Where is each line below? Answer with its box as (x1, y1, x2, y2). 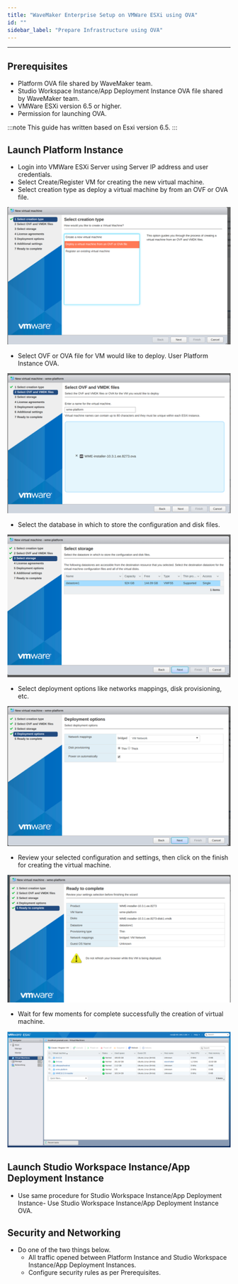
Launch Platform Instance (7, 144, 124, 156)
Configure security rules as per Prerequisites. (28, 1268, 161, 1277)
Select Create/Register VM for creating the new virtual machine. (17, 178, 205, 186)
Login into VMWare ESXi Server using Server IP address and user (17, 163, 209, 171)
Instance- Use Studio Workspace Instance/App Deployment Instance (17, 1199, 219, 1207)
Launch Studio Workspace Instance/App (7, 1161, 191, 1173)
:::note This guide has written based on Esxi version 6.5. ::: (7, 123, 178, 132)
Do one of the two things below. (17, 1246, 111, 1254)
